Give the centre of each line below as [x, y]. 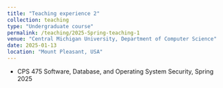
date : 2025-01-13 [32, 45]
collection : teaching [38, 20]
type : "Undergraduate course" [51, 26]
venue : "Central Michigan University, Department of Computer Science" [112, 39]
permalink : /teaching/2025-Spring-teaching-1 [73, 33]
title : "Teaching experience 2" [53, 13]
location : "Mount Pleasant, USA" [55, 52]
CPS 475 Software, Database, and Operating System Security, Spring [115, 71]
